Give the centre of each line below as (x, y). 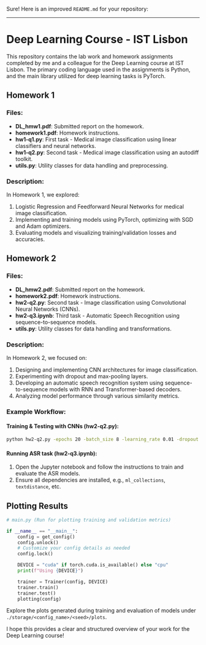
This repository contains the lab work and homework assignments (90, 56)
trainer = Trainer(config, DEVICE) (63, 582)
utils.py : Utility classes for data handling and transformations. (93, 329)
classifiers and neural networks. (55, 146)
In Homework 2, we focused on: (47, 358)
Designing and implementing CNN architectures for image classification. (106, 369)
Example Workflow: (36, 412)
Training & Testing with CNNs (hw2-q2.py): (63, 426)
